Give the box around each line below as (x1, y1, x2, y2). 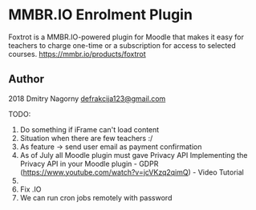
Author (8, 72, 44, 86)
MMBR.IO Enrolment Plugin (8, 6, 193, 24)
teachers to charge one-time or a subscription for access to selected (8, 40, 237, 50)
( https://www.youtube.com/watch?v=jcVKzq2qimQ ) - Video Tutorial (19, 167, 245, 177)
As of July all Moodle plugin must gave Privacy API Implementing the (19, 150, 248, 160)
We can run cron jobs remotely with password (19, 192, 173, 202)
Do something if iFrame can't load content (19, 124, 160, 134)
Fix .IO (19, 184, 42, 194)
